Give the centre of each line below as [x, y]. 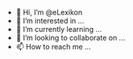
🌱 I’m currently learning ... [59, 29]
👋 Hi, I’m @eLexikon [49, 12]
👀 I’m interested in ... [50, 21]
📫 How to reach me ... [53, 47]
